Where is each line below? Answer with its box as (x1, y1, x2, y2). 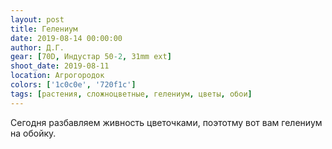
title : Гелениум (10, 24, 78, 34)
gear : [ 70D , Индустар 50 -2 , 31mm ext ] (10, 52, 172, 62)
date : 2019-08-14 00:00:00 (10, 33, 123, 43)
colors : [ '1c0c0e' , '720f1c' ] (10, 80, 137, 90)
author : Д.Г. (10, 42, 65, 53)
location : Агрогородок (10, 71, 105, 81)
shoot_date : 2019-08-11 (10, 61, 110, 71)
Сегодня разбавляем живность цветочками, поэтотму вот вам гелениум (10, 116, 323, 128)
